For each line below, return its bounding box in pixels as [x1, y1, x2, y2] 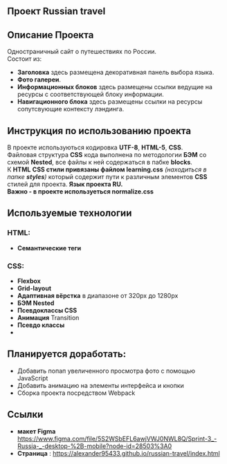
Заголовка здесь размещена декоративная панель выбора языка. [17, 68, 215, 77]
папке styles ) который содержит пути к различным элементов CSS [7, 173, 208, 181]
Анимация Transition [17, 314, 80, 322]
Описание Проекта [7, 29, 94, 41]
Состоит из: [7, 55, 42, 63]
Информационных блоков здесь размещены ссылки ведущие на [17, 83, 212, 91]
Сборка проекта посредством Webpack [17, 389, 136, 397]
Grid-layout [17, 284, 52, 293]
